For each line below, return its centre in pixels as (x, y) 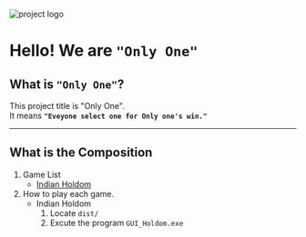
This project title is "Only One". (67, 106)
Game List (41, 174)
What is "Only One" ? (67, 84)
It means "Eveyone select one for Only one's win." (108, 115)
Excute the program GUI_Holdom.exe (117, 222)
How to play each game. (68, 193)
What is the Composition (81, 153)
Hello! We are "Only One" (104, 51)
